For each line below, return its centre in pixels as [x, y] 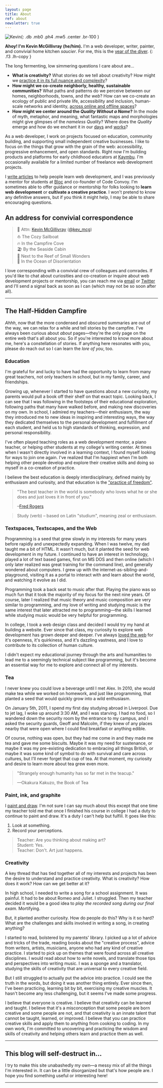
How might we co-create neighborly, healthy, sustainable [71, 86]
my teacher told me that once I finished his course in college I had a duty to [81, 811]
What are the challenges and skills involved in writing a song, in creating [77, 923]
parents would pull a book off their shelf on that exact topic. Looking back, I [81, 396]
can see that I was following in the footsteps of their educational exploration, [81, 402]
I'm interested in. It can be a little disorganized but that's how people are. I [79, 1071]
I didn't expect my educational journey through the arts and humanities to [78, 655]
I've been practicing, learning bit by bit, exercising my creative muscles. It [79, 989]
